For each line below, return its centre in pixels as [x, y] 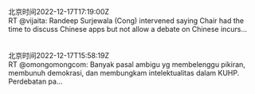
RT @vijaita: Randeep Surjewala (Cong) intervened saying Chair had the [126, 21]
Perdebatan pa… [35, 81]
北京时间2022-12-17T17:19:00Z [59, 12]
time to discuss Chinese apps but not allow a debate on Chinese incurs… [128, 29]
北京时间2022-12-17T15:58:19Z [59, 55]
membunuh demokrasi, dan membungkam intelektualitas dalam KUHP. [124, 73]
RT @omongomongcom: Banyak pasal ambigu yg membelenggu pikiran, [127, 65]
